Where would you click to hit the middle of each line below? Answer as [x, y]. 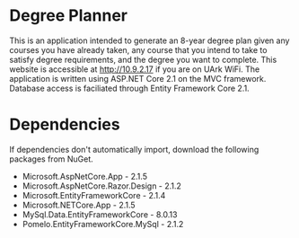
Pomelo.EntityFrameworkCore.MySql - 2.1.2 [103, 224]
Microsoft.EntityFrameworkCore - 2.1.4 [94, 195]
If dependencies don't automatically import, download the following [134, 149]
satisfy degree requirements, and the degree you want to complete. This [143, 59]
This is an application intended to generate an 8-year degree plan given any [149, 40]
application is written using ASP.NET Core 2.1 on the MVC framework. [138, 78]
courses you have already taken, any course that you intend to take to [138, 49]
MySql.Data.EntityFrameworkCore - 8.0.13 [100, 214]
